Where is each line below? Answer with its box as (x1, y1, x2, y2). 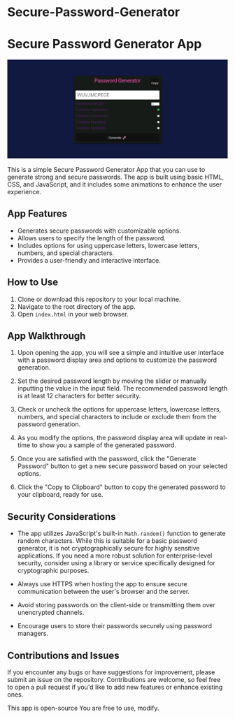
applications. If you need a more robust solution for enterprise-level (17, 551, 213, 560)
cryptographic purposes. (17, 567, 90, 575)
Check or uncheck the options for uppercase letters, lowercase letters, (17, 405, 222, 414)
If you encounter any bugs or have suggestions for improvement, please (7, 668, 215, 676)
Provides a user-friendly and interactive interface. (17, 256, 161, 264)
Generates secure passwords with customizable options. (17, 226, 182, 235)
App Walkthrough (7, 330, 86, 342)
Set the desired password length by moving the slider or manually (17, 377, 207, 385)
